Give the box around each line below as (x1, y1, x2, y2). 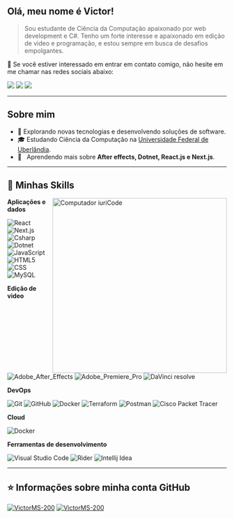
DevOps (7, 386, 31, 394)
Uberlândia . (17, 145, 51, 153)
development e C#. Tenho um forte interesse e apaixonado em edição (24, 31, 225, 40)
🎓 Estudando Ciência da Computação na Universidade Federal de (17, 135, 209, 143)
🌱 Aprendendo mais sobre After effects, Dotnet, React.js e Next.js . (17, 152, 215, 161)
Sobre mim (7, 108, 56, 121)
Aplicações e (7, 198, 47, 206)
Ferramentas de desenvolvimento (7, 440, 107, 449)
